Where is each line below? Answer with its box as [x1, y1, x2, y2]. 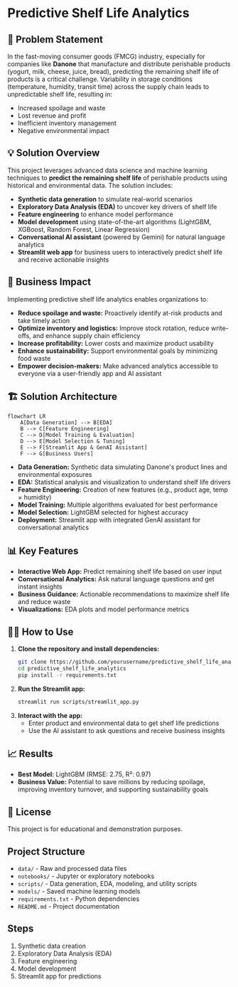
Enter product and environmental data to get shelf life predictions [28, 719, 220, 727]
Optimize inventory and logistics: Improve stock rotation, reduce [17, 324, 210, 332]
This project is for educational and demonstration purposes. [7, 825, 183, 833]
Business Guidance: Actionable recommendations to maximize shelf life [17, 590, 229, 598]
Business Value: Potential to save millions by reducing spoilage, [17, 778, 206, 786]
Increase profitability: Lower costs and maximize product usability [17, 339, 215, 347]
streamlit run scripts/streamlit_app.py [17, 698, 139, 705]
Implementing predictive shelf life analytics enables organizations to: [7, 295, 208, 303]
